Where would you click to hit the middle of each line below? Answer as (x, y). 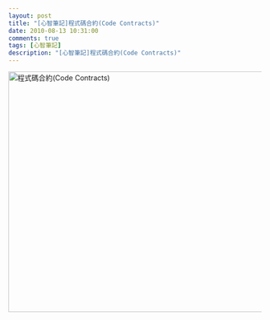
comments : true (34, 38)
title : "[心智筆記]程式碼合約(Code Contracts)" (84, 23)
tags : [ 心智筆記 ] (35, 46)
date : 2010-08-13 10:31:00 (53, 30)
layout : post (30, 16)
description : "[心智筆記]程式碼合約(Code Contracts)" (95, 53)
